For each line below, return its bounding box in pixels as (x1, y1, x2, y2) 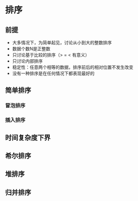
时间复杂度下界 (5, 134, 51, 142)
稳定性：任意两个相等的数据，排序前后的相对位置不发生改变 (12, 65, 134, 70)
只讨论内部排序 (12, 58, 43, 64)
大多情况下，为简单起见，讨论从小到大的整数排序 (12, 40, 112, 45)
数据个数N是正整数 (12, 46, 51, 52)
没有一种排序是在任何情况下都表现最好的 (12, 70, 95, 76)
